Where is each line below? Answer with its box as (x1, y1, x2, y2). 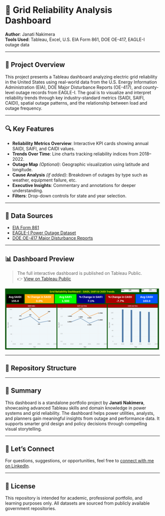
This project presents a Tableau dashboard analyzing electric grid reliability (5, 74, 158, 79)
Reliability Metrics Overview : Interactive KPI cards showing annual (12, 140, 149, 146)
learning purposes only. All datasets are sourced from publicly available (5, 500, 150, 506)
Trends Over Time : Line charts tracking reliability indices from (12, 150, 138, 157)
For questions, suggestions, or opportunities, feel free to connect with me (5, 458, 154, 464)
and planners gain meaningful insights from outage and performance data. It (5, 415, 160, 421)
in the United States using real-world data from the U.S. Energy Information (5, 79, 157, 85)
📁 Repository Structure (5, 364, 77, 372)
